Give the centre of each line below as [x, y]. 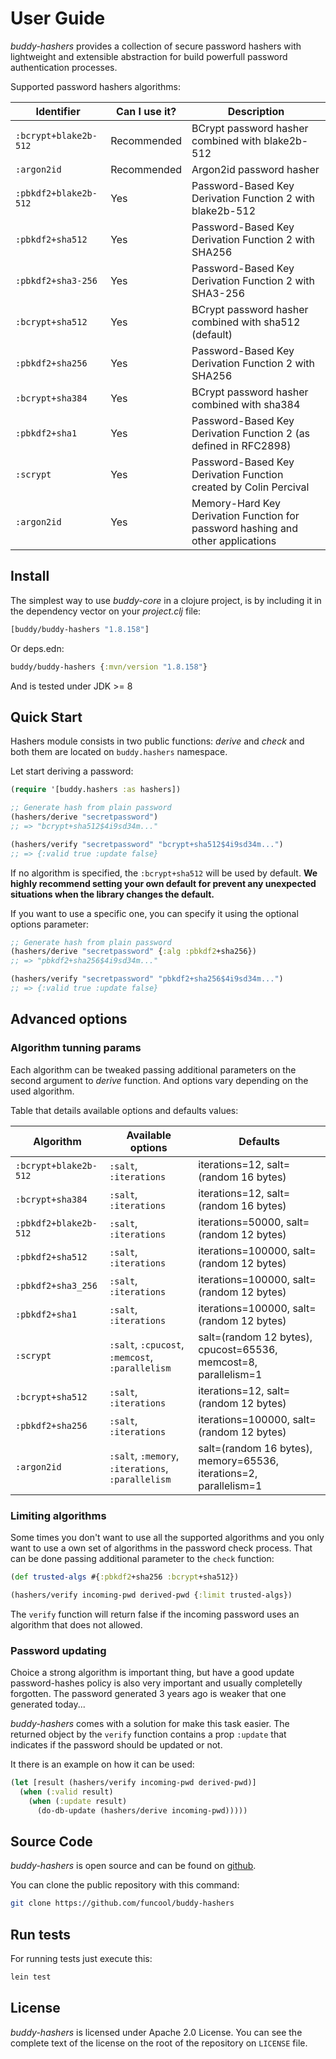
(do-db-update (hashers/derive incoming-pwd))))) [142, 1810]
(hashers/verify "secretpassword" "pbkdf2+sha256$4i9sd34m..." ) [147, 979]
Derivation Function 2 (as [251, 433]
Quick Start [46, 717]
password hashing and [245, 528]
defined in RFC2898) [241, 445]
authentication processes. [64, 67]
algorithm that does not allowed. [76, 1624]
